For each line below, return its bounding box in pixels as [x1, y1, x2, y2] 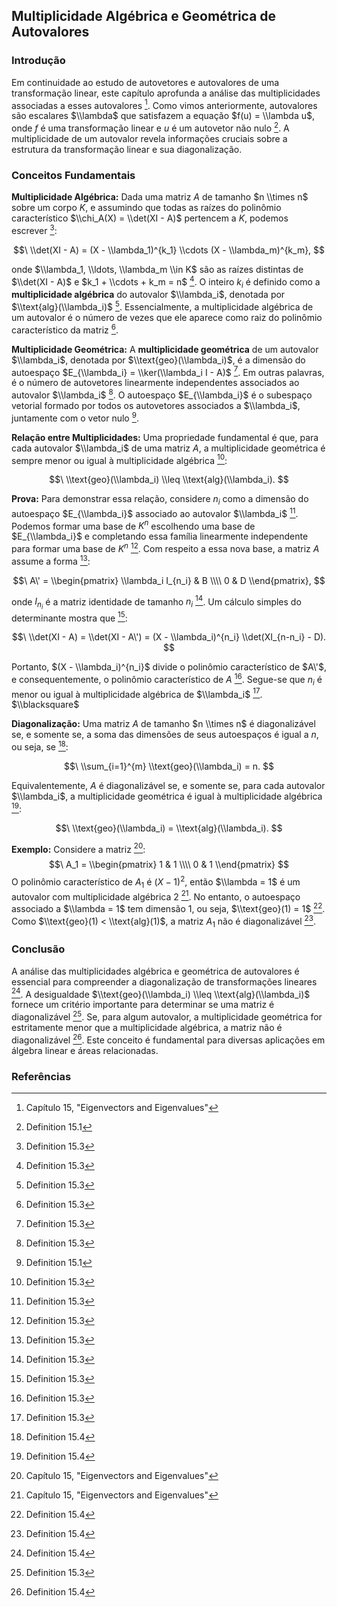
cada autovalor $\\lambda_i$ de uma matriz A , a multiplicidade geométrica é [11, 442, 326, 454]
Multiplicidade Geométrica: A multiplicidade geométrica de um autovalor [11, 343, 319, 355]
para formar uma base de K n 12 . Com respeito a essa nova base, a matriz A [11, 541, 320, 555]
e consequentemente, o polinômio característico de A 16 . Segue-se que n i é [11, 672, 323, 688]
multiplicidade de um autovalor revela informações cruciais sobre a [11, 133, 288, 144]
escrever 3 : [11, 223, 58, 236]
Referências [11, 1069, 72, 1083]
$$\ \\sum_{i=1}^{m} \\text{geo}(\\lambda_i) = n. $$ [63, 760, 275, 772]
